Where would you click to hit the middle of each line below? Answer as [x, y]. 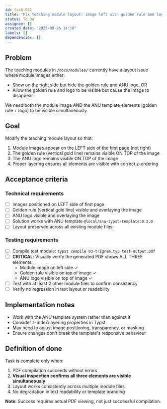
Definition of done [34, 349]
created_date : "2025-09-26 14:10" [41, 28]
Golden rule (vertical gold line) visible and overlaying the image [77, 210]
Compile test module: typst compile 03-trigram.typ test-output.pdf [84, 251]
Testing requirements [32, 240]
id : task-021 [19, 10]
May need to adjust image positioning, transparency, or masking [78, 328]
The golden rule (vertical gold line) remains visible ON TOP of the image [86, 153]
